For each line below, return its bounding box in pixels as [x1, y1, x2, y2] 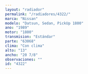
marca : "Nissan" [5, 16, 38, 21]
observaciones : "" [5, 57, 42, 62]
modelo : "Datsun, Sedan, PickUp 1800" [5, 20, 84, 26]
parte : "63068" [5, 39, 36, 44]
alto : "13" [5, 48, 27, 53]
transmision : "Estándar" [5, 35, 55, 39]
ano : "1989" [5, 25, 29, 30]
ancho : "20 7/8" [5, 52, 38, 57]
